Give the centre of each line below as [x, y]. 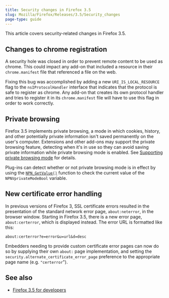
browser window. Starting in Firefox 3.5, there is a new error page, [74, 217]
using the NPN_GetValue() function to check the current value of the [75, 173]
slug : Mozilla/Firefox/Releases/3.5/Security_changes [63, 15]
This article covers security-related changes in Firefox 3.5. [66, 34]
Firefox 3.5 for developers [39, 290]
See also [19, 278]
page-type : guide [23, 19]
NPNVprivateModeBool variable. [36, 178]
